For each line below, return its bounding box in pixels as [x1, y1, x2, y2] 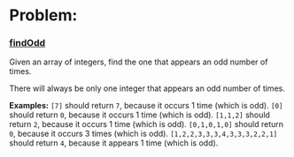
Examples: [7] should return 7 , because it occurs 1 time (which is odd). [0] [9, 101, 283, 111]
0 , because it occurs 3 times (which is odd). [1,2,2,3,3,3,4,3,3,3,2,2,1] [9, 129, 278, 139]
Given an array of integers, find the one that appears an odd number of [9, 56, 268, 67]
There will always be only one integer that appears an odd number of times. [9, 83, 285, 93]
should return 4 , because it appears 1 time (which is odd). [9, 138, 219, 148]
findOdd [9, 37, 46, 49]
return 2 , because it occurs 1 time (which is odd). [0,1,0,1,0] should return [9, 119, 284, 130]
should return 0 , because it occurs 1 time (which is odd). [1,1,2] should [9, 109, 270, 120]
